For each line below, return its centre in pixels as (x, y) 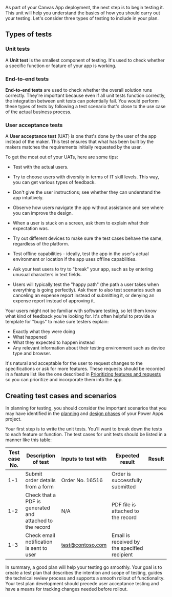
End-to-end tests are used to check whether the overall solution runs (79, 90)
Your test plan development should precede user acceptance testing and (82, 584)
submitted (124, 487)
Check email (40, 536)
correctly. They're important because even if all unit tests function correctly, (85, 95)
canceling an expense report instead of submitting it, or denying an (83, 295)
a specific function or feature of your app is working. (61, 66)
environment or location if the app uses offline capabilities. (74, 259)
